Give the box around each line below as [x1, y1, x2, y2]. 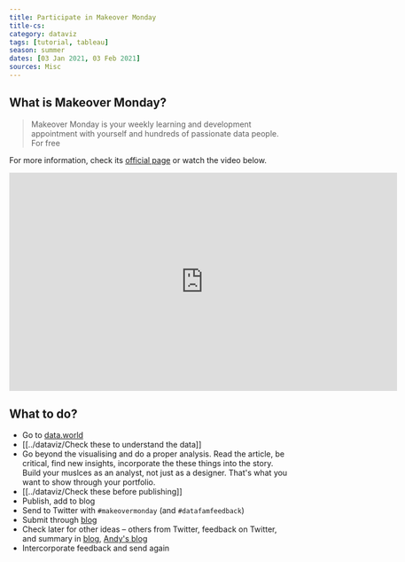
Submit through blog [21, 515, 97, 526]
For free [30, 137, 60, 148]
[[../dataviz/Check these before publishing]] [21, 487, 183, 497]
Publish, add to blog [21, 496, 96, 506]
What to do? [9, 406, 78, 421]
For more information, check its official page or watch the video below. [9, 154, 268, 165]
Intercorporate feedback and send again [21, 542, 170, 554]
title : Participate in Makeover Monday [9, 12, 157, 22]
